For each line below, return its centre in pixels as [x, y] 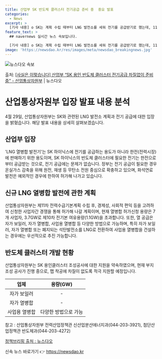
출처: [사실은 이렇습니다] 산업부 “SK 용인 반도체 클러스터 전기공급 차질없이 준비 [79, 74]
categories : [17, 14]
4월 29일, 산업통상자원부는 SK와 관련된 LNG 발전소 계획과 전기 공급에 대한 [75, 116]
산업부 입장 [21, 139]
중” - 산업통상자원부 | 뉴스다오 [33, 81]
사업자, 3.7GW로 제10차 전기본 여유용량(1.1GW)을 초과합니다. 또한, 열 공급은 [81, 218]
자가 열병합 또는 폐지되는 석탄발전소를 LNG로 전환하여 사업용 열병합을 [77, 230]
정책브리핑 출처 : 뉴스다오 [29, 341]
